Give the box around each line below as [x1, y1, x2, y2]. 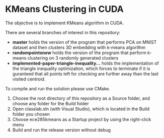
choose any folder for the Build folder [12, 100, 89, 106]
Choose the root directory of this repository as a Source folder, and [12, 95, 150, 101]
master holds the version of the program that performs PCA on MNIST [12, 39, 157, 45]
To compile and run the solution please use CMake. [5, 85, 110, 91]
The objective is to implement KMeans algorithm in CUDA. [5, 20, 124, 26]
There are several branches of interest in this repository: [5, 29, 121, 35]
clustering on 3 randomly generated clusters [27, 55, 118, 61]
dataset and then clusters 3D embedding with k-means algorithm [12, 44, 146, 50]
